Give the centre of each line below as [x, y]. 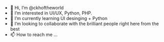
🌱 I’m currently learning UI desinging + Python [59, 18]
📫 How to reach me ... [34, 34]
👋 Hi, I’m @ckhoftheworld [37, 8]
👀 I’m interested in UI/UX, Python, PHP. [51, 13]
